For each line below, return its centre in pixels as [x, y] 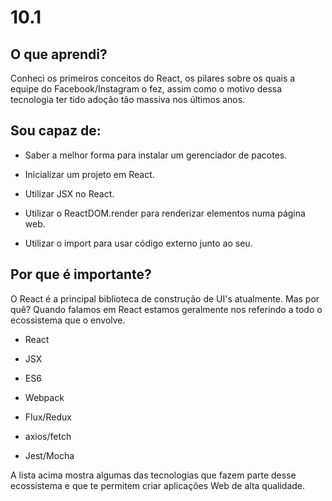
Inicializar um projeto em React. [89, 174]
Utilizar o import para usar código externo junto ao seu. [138, 243]
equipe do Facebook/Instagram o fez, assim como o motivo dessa [146, 89]
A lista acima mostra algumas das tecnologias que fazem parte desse [153, 475]
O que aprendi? [59, 54]
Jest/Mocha [49, 455]
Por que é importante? [81, 274]
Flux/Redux [48, 417]
